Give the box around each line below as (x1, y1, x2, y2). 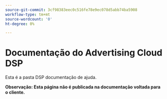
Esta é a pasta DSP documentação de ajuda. (5, 74, 96, 80)
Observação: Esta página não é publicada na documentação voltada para (5, 84, 161, 90)
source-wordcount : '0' (5, 16, 52, 21)
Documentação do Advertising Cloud (5, 47, 162, 58)
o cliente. (5, 89, 25, 95)
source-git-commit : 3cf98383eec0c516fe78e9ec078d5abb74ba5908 (5, 7, 137, 12)
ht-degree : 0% (5, 21, 35, 26)
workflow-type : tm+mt (5, 12, 50, 17)
